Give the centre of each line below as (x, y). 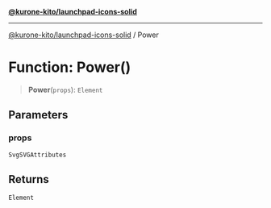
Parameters (38, 115)
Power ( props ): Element (65, 89)
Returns (29, 179)
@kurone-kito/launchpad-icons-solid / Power (84, 35)
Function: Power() (70, 67)
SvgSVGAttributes (38, 155)
